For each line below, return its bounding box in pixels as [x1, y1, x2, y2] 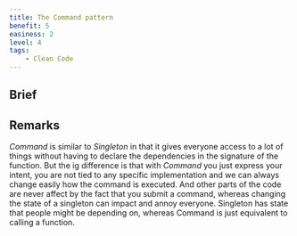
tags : [9, 46, 29, 55]
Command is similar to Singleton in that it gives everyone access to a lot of [9, 142, 284, 152]
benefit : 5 [9, 21, 50, 30]
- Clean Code [25, 54, 74, 63]
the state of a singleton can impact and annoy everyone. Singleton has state [9, 198, 289, 209]
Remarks [9, 118, 61, 133]
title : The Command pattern [9, 12, 114, 22]
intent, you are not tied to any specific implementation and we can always [9, 170, 279, 181]
